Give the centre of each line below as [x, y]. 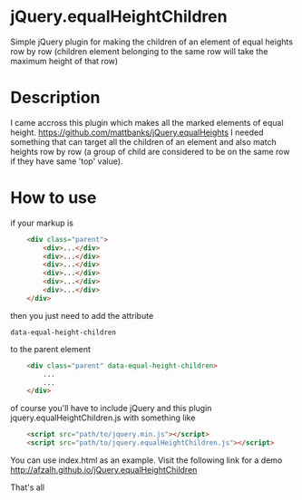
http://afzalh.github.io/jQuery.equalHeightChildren [104, 470]
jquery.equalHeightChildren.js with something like [103, 418]
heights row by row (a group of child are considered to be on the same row [150, 151]
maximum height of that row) [64, 61]
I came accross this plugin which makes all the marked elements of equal [147, 122]
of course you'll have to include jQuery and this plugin [111, 409]
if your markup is [42, 223]
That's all [27, 487]
